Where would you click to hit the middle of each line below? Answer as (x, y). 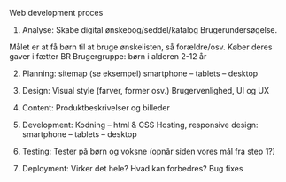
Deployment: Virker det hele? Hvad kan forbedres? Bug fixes (132, 168)
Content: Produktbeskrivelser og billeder (96, 108)
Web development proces (56, 13)
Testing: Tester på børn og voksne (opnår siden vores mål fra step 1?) (149, 151)
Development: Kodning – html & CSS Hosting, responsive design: (140, 125)
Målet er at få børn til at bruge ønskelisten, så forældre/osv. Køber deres (141, 47)
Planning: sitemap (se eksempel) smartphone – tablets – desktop (140, 73)
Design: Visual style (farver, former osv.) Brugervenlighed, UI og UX (146, 91)
